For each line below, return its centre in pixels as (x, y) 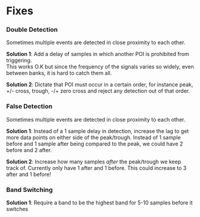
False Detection (29, 107)
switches (17, 209)
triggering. (19, 60)
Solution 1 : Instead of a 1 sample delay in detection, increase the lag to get (98, 131)
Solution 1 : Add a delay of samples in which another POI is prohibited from (98, 54)
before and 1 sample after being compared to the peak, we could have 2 (95, 144)
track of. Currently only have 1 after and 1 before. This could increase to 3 (96, 168)
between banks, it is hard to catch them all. (59, 73)
